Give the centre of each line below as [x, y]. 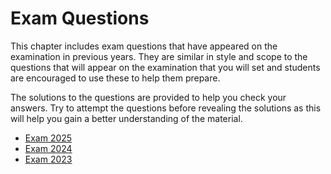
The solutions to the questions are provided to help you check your [148, 97]
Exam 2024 [48, 148]
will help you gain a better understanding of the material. [126, 118]
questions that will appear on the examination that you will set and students [165, 67]
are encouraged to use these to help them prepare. [115, 78]
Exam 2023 [48, 159]
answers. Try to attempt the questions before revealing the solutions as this [166, 108]
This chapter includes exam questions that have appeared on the [144, 46]
